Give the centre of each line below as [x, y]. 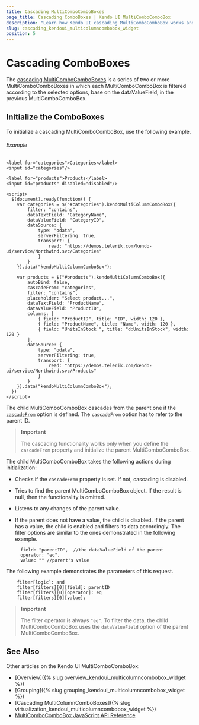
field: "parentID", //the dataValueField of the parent [92, 550]
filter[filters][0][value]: [51, 598]
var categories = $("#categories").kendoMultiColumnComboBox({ [97, 205]
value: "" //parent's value [55, 560]
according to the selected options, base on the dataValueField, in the [90, 92]
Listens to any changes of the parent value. [68, 509]
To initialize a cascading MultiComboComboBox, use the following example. [99, 131]
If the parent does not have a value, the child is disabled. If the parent [99, 520]
